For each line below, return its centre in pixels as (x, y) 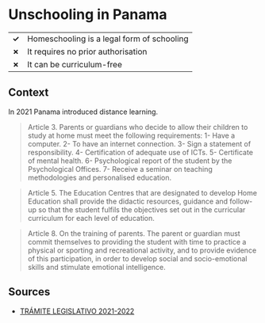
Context (29, 93)
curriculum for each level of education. (91, 218)
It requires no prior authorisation (87, 51)
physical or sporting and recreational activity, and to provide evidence (142, 250)
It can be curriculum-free (75, 64)
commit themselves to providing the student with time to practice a (137, 241)
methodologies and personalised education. (100, 177)
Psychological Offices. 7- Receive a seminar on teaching (120, 169)
